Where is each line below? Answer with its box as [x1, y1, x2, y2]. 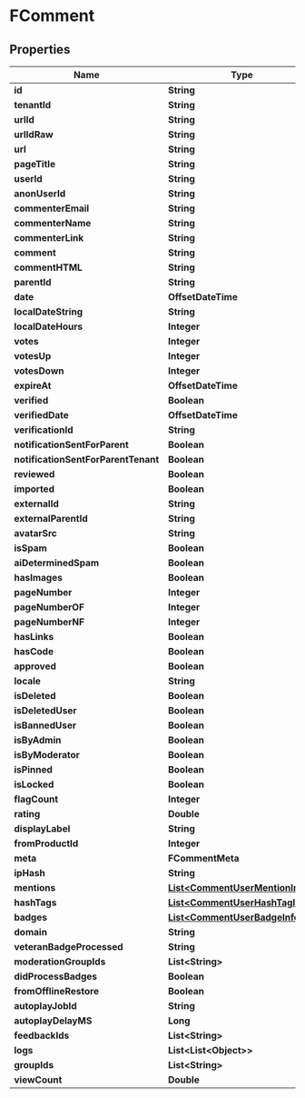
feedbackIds [14, 1029, 70, 1042]
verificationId [14, 424, 74, 436]
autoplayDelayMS [14, 1014, 93, 1027]
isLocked [14, 778, 54, 791]
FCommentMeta [167, 852, 240, 864]
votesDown [14, 364, 65, 377]
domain [14, 926, 48, 938]
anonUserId [14, 187, 66, 200]
